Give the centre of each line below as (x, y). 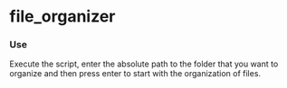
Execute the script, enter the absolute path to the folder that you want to (144, 64)
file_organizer (62, 17)
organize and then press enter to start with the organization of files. (135, 74)
